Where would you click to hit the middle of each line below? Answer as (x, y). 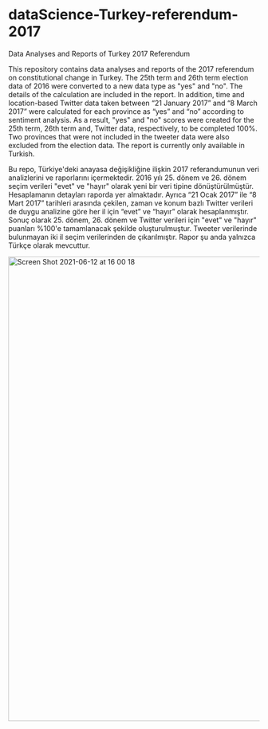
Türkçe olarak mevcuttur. (49, 245)
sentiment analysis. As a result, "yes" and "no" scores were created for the (132, 120)
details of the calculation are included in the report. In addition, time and (126, 94)
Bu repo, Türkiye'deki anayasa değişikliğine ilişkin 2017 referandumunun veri (134, 169)
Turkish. (22, 154)
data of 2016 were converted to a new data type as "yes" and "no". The (126, 86)
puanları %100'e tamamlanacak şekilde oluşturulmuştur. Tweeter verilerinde (133, 228)
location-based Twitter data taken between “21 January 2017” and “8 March (133, 103)
